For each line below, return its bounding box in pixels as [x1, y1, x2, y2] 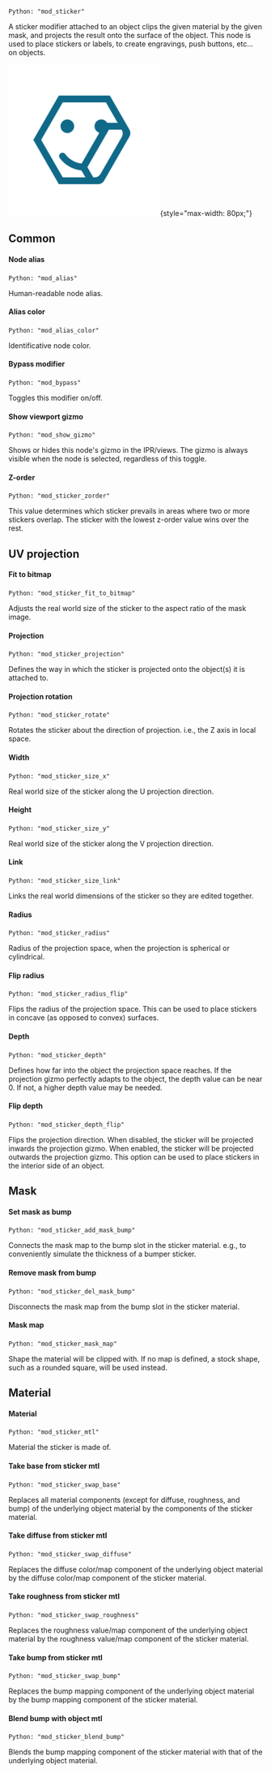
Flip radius [8, 970, 44, 980]
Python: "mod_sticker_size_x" [8, 772, 111, 781]
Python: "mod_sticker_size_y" [8, 824, 111, 833]
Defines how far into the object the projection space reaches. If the [8, 1065, 232, 1075]
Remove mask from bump [8, 1268, 97, 1278]
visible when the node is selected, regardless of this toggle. [8, 454, 207, 464]
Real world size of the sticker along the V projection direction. [8, 838, 214, 848]
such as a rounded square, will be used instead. [8, 1362, 168, 1372]
